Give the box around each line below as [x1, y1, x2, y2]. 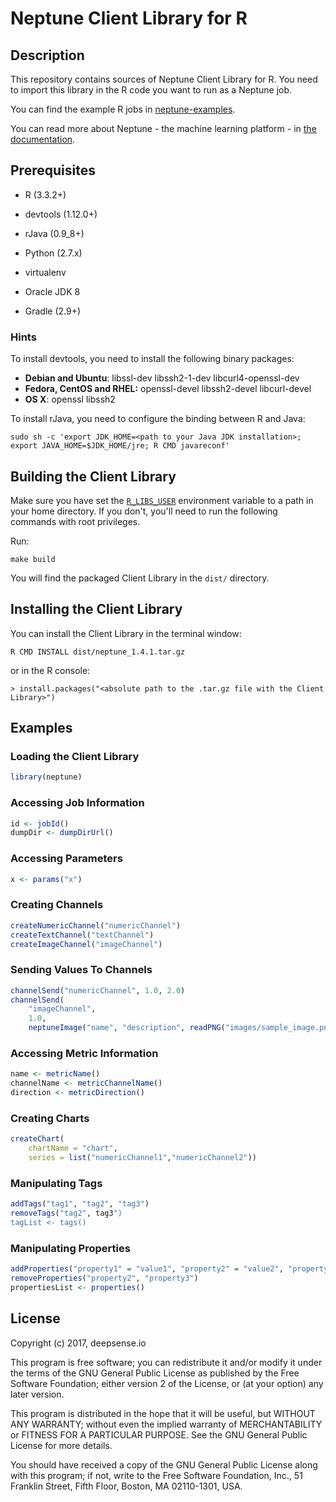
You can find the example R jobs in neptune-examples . [10, 103, 236, 115]
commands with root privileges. [10, 515, 141, 527]
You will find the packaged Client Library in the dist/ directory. [10, 572, 270, 584]
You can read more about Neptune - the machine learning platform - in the [10, 123, 317, 134]
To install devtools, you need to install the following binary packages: [10, 353, 295, 365]
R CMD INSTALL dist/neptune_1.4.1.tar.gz [10, 647, 186, 657]
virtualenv [24, 266, 67, 278]
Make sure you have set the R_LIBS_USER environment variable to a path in [10, 494, 314, 506]
